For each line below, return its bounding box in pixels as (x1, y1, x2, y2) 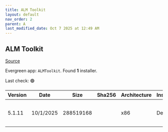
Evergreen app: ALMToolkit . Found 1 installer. (5, 67, 97, 73)
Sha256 (96, 91, 116, 98)
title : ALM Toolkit (5, 7, 46, 13)
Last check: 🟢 (5, 77, 35, 83)
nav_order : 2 (5, 17, 32, 22)
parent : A (5, 21, 26, 27)
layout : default (5, 12, 39, 17)
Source (5, 58, 20, 64)
